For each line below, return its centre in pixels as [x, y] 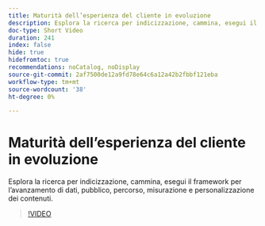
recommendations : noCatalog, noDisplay [74, 67]
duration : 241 [32, 38]
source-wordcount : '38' [48, 89]
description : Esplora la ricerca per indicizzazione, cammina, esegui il [133, 23]
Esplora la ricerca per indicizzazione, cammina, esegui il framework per [125, 182]
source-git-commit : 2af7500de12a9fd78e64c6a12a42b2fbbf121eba [113, 75]
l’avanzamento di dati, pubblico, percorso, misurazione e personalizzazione [131, 190]
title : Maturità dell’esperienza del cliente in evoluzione [110, 15]
